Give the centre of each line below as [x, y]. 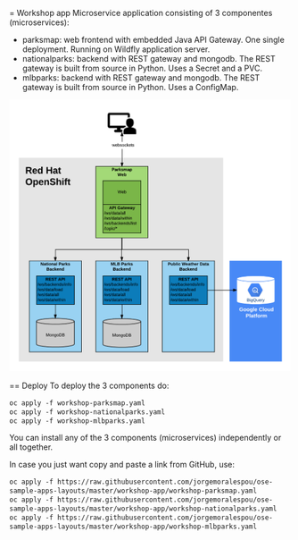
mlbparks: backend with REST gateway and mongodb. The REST [141, 78]
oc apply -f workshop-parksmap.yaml [77, 403]
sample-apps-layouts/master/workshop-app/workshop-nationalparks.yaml [143, 509]
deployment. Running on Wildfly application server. [116, 49]
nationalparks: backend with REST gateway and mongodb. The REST [149, 59]
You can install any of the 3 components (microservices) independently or [145, 438]
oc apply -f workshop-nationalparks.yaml [87, 412]
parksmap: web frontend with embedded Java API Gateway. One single [153, 40]
